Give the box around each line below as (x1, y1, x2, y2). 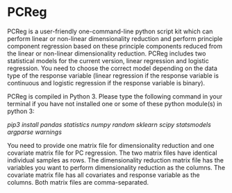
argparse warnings (7, 128, 63, 136)
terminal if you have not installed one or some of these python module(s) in (7, 99, 222, 108)
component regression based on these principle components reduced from (7, 42, 223, 50)
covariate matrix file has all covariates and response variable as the (7, 171, 200, 179)
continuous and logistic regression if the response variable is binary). (7, 78, 206, 87)
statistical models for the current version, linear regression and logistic (7, 56, 210, 65)
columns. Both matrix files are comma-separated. (7, 178, 149, 186)
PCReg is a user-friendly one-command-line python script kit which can (7, 27, 213, 35)
